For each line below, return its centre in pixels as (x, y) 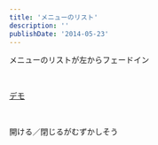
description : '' (39, 26)
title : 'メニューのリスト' (54, 17)
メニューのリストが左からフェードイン (79, 60)
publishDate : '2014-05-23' (59, 34)
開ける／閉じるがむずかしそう (63, 132)
